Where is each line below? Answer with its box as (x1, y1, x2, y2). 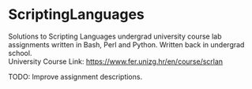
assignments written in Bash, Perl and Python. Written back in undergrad (8, 39, 245, 49)
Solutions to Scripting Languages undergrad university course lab (8, 32, 222, 41)
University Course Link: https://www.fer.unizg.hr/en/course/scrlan (8, 57, 224, 66)
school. (8, 48, 32, 57)
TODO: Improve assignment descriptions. (8, 72, 143, 81)
